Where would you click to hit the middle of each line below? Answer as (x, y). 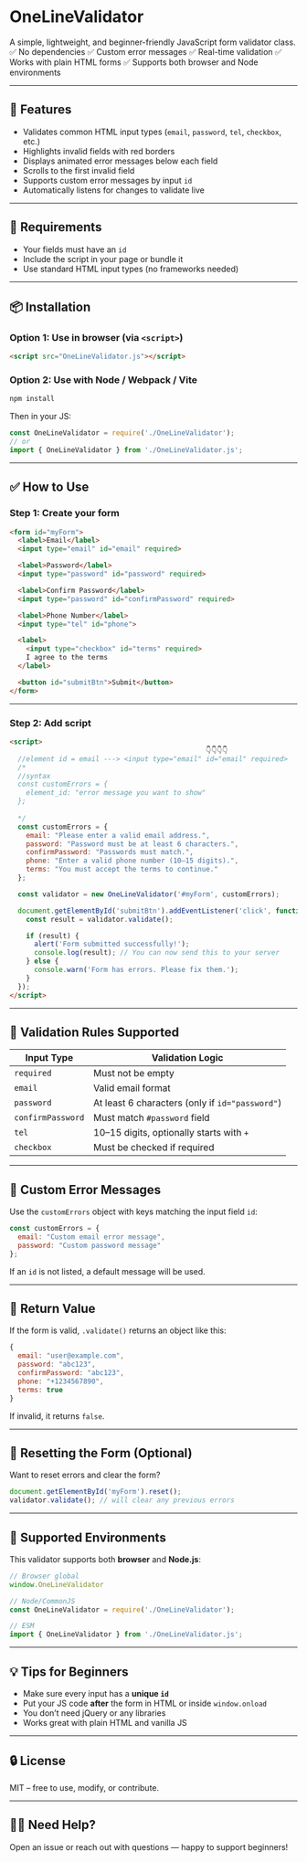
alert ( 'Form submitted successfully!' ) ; (111, 944)
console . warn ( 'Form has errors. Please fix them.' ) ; (136, 970)
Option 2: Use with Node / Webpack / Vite (104, 380)
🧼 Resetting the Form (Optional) (101, 1453)
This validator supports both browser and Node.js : (105, 1559)
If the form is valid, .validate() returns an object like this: (118, 1330)
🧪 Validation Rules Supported (95, 1032)
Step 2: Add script (50, 723)
